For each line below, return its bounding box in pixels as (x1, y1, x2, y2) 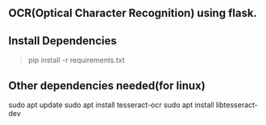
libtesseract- (215, 100, 258, 110)
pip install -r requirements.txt (27, 56, 125, 65)
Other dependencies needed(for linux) (8, 78, 206, 92)
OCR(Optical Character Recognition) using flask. (8, 6, 258, 20)
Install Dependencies (8, 34, 117, 48)
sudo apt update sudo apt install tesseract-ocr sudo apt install (8, 100, 215, 110)
